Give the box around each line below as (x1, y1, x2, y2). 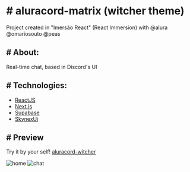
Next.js (14, 102, 33, 110)
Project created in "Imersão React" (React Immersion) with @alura (6, 24, 168, 31)
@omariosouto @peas (6, 30, 61, 37)
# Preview (6, 132, 44, 142)
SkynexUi (14, 115, 39, 123)
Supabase (14, 109, 40, 116)
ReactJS (14, 96, 36, 104)
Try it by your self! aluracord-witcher (6, 148, 96, 155)
